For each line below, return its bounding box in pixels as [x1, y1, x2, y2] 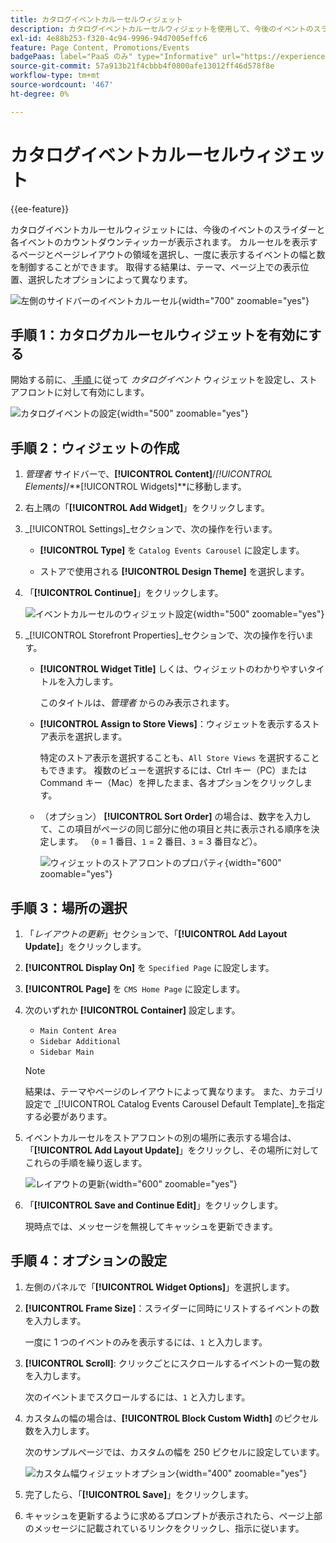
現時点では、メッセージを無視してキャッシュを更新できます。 [24, 1221, 278, 1232]
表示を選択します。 [48, 731, 128, 743]
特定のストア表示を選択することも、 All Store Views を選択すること [39, 752, 320, 764]
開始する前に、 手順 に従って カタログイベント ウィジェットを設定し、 [10, 374, 300, 386]
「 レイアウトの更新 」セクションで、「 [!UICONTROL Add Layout [24, 928, 288, 940]
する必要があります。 [24, 1111, 113, 1122]
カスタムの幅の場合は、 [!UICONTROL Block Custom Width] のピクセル [24, 1412, 319, 1424]
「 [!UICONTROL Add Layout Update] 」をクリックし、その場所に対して [24, 1144, 320, 1156]
